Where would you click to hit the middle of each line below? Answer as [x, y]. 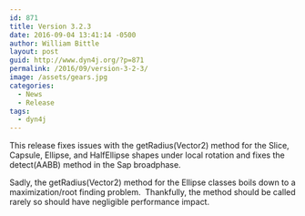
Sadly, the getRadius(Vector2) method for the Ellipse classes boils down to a [152, 182]
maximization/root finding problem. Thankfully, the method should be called [152, 192]
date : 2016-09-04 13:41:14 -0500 [73, 35]
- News [30, 94]
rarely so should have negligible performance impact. [110, 202]
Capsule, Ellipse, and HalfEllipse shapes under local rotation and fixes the [147, 155]
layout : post [34, 52]
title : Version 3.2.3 [51, 26]
